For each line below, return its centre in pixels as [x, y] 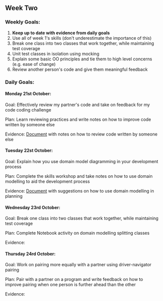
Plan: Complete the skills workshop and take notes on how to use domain [79, 176]
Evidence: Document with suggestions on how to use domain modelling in [80, 191]
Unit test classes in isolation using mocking [56, 54]
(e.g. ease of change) [34, 64]
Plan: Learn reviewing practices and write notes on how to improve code [78, 119]
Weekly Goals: [23, 22]
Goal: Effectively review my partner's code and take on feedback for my [78, 105]
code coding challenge [28, 109]
